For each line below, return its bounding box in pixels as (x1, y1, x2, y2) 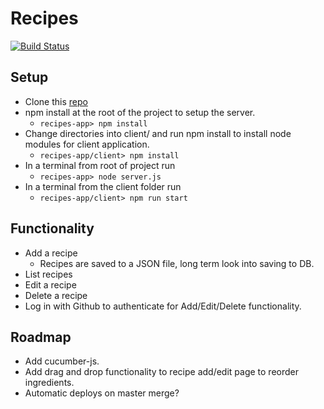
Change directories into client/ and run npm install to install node (24, 127, 292, 139)
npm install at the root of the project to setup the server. (24, 106, 256, 118)
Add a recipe (24, 247, 78, 259)
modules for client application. (24, 138, 150, 150)
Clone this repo (24, 95, 88, 107)
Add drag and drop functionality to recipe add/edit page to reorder (24, 366, 299, 378)
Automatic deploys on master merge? (24, 387, 180, 399)
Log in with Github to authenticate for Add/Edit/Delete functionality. (24, 300, 302, 312)
